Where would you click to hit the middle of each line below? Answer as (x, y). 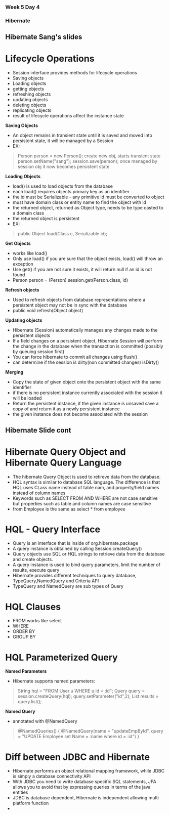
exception (23, 264)
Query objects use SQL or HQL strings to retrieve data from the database (89, 554)
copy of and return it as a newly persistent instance (66, 409)
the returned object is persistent (46, 219)
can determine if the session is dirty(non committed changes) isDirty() (86, 362)
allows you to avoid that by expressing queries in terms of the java (81, 787)
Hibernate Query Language (63, 463)
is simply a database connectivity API (52, 776)
